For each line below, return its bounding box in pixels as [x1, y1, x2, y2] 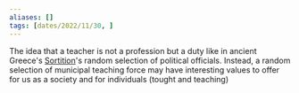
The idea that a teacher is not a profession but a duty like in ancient [9, 45, 257, 56]
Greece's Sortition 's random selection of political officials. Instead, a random [9, 55, 291, 66]
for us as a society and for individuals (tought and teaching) [9, 74, 229, 84]
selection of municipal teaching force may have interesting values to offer [9, 64, 279, 75]
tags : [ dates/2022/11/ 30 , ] [9, 21, 114, 30]
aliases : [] [9, 12, 54, 22]
